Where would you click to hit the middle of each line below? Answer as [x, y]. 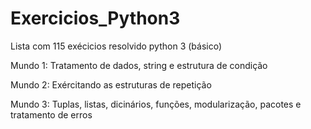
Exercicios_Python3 [95, 18]
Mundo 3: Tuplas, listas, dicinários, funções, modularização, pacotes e [156, 104]
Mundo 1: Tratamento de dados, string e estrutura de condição [139, 65]
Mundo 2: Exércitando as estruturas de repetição [111, 84]
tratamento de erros [51, 114]
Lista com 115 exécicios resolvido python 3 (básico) [116, 46]
